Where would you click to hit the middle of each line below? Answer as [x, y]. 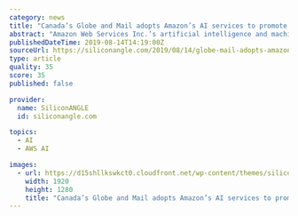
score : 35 [27, 76]
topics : [24, 132]
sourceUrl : [29, 51]
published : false [41, 84]
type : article [35, 59]
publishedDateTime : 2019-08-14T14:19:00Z [87, 42]
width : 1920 [47, 181]
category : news [37, 17]
